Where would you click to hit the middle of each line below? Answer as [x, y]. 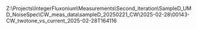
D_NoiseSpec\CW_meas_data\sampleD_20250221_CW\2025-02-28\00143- [98, 14]
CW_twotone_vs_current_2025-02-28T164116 [62, 21]
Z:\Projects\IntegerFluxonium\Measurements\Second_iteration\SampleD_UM [99, 8]
